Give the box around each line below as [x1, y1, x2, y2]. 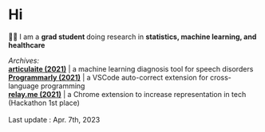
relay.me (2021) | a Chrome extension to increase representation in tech [8, 89, 247, 99]
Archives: [8, 56, 40, 65]
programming [40, 81, 85, 91]
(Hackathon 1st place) [8, 98, 80, 107]
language [8, 81, 39, 91]
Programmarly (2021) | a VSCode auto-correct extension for [8, 72, 209, 82]
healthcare [8, 40, 45, 49]
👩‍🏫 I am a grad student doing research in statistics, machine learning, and [8, 32, 257, 41]
